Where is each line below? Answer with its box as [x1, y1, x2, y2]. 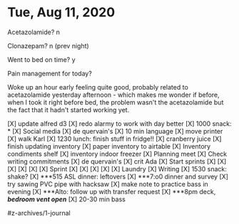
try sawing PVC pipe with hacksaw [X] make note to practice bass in [7, 179, 208, 188]
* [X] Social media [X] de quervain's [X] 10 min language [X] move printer [7, 127, 223, 135]
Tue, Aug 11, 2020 [7, 4, 116, 21]
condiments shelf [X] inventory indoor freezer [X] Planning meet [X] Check [7, 149, 227, 158]
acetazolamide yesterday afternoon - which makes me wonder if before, [7, 90, 220, 99]
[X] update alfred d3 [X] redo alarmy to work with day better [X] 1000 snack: [7, 119, 232, 128]
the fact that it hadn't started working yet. [7, 105, 130, 114]
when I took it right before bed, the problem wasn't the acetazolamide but [7, 97, 224, 107]
